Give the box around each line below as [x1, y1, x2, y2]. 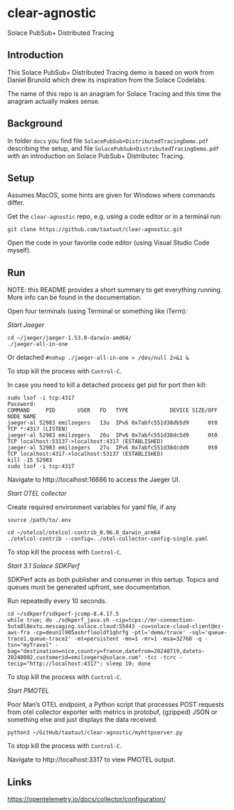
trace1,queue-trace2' [7, 635, 72, 643]
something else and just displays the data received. [7, 715, 158, 724]
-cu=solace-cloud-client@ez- [137, 623, 224, 630]
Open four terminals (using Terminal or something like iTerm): [7, 307, 188, 316]
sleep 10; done [105, 660, 151, 668]
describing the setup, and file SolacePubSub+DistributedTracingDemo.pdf [7, 144, 219, 152]
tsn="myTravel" [7, 641, 53, 649]
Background [7, 117, 63, 129]
